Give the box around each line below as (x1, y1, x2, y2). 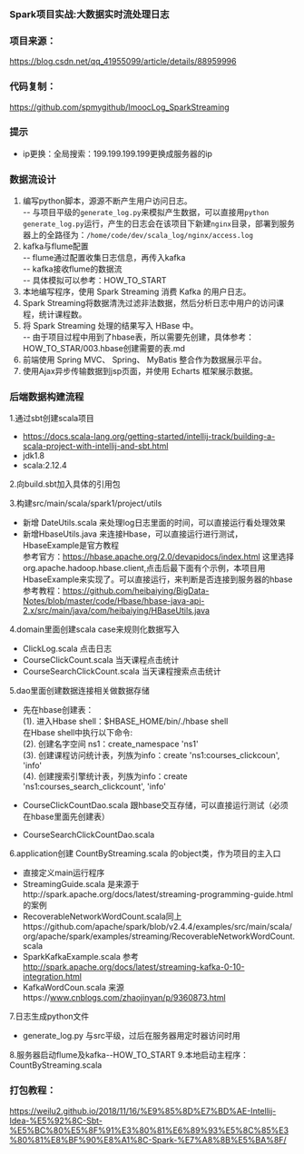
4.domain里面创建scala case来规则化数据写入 (9, 624, 180, 635)
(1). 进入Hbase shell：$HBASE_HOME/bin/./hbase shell (22, 715, 229, 727)
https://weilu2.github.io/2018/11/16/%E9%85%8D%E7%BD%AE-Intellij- (9, 1105, 277, 1116)
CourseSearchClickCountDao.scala (22, 829, 155, 841)
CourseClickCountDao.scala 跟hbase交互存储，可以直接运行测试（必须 (22, 800, 289, 811)
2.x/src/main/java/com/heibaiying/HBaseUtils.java (22, 606, 211, 616)
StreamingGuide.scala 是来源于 (22, 879, 140, 890)
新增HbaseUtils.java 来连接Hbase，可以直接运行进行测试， (22, 528, 243, 539)
